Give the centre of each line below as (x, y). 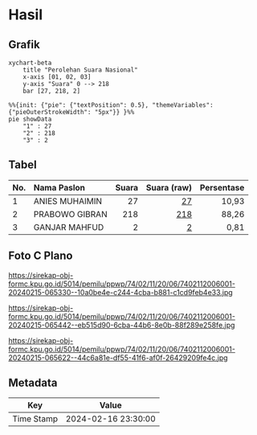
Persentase (222, 187)
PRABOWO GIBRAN (70, 214)
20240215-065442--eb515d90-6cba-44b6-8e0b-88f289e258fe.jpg (122, 325)
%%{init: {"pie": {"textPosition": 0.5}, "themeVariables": (111, 105)
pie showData (30, 119)
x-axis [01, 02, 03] (57, 77)
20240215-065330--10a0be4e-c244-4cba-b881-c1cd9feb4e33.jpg (120, 292)
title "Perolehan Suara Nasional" (80, 70)
